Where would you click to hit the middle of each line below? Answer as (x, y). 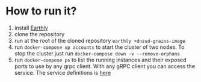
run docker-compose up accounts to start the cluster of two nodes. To (99, 47)
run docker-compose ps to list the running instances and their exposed (100, 60)
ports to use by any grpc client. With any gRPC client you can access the (105, 66)
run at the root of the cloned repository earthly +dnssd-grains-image (100, 40)
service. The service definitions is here (63, 72)
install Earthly (31, 28)
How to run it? (41, 11)
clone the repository (39, 34)
